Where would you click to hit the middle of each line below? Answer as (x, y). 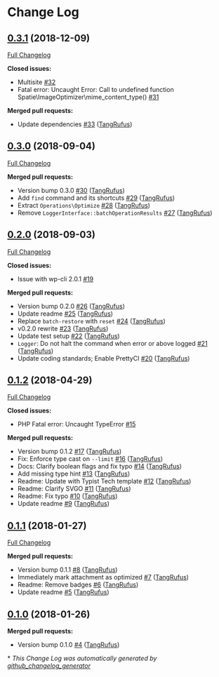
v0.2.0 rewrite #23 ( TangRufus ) (63, 328)
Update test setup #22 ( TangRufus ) (69, 336)
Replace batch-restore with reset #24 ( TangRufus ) (92, 321)
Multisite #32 (36, 82)
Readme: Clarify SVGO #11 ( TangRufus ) (74, 489)
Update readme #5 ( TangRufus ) (64, 592)
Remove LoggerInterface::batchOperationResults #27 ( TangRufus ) (115, 213)
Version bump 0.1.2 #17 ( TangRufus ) (69, 451)
